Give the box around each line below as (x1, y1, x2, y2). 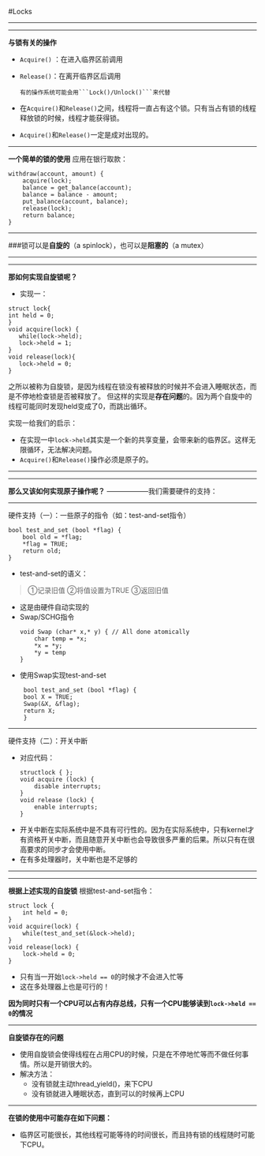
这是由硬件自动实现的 (19, 602, 89, 611)
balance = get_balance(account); (22, 184, 132, 192)
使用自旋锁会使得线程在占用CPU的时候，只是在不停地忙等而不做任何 (19, 1049, 242, 1059)
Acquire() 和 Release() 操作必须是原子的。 (19, 455, 153, 464)
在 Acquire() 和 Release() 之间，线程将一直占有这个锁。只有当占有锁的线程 (19, 103, 256, 113)
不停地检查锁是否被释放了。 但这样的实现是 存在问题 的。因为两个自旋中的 (14, 392, 252, 401)
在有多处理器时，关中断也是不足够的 (19, 854, 138, 864)
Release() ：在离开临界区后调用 (19, 71, 121, 81)
